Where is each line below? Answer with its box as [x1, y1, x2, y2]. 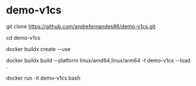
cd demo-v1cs [6, 34, 41, 41]
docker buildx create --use [6, 45, 71, 53]
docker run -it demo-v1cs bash [6, 74, 81, 81]
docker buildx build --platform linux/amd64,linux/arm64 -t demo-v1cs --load [6, 57, 191, 64]
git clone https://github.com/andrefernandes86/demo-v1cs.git [6, 23, 156, 30]
